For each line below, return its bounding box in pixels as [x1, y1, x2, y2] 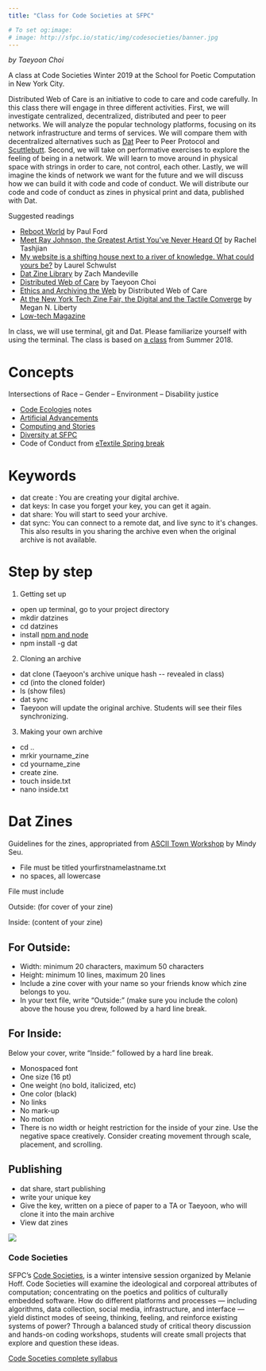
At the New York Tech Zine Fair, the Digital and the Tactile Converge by [19, 294, 253, 304]
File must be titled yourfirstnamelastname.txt [19, 863, 167, 872]
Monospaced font [19, 1063, 79, 1073]
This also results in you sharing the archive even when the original [19, 527, 237, 536]
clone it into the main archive [19, 1209, 115, 1218]
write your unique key [19, 1192, 91, 1202]
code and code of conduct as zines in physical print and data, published [8, 188, 245, 197]
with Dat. [8, 196, 38, 205]
